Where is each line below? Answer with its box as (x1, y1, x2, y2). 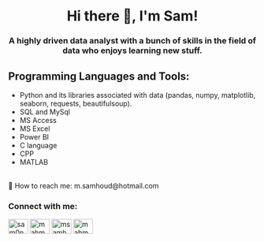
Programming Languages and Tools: (8, 69, 190, 83)
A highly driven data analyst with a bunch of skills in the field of (8, 35, 257, 47)
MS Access (19, 115, 57, 125)
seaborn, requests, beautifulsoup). (19, 99, 132, 108)
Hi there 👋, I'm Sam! (66, 7, 199, 25)
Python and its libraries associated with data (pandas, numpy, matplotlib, (19, 90, 256, 99)
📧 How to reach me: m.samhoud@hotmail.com (8, 181, 159, 190)
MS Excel (19, 124, 50, 133)
